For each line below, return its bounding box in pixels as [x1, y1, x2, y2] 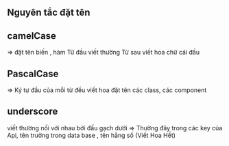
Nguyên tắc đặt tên [7, 7, 91, 18]
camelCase [7, 30, 57, 42]
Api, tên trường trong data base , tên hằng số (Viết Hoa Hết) [7, 131, 176, 139]
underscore [7, 106, 58, 117]
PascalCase [7, 68, 59, 79]
